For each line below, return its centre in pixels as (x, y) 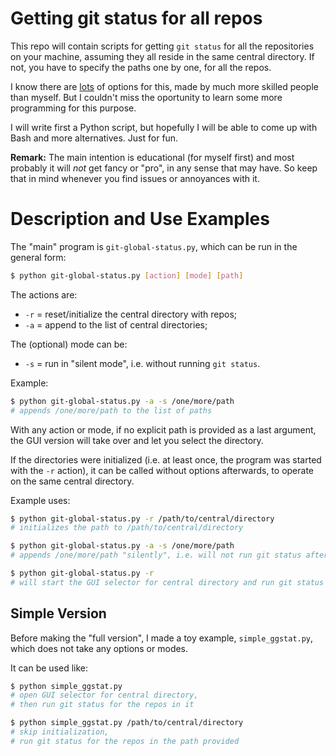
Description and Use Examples (140, 219)
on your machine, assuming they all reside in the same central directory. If (162, 56)
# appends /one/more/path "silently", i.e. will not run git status (156, 555)
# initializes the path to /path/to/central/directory (127, 528)
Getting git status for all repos (136, 18)
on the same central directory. (72, 481)
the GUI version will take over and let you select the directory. (137, 440)
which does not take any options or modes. (99, 648)
